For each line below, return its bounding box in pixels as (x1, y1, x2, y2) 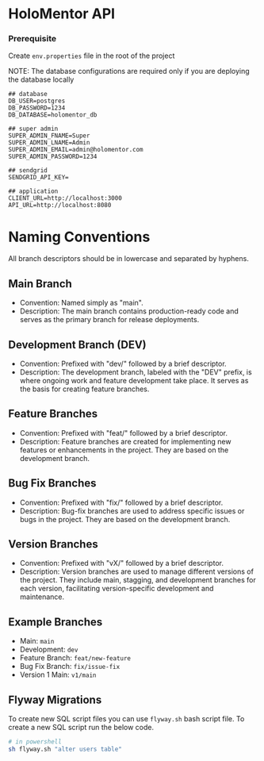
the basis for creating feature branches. (19, 384, 150, 394)
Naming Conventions (8, 228, 151, 246)
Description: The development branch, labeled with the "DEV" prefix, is (19, 367, 252, 377)
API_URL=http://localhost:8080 (8, 202, 112, 209)
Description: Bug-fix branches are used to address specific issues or (19, 505, 245, 516)
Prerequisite (8, 33, 57, 44)
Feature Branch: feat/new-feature (19, 653, 132, 663)
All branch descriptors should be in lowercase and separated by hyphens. (8, 254, 250, 263)
